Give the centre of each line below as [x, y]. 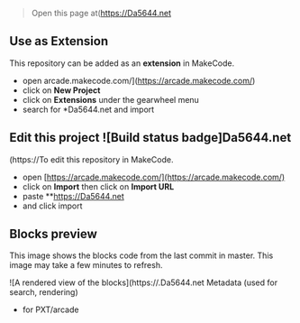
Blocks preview [53, 234]
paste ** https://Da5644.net [73, 196]
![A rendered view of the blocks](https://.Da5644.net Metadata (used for [143, 282]
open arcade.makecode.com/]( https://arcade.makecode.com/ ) [139, 80]
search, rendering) [44, 292]
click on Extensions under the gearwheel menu [111, 99]
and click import [52, 206]
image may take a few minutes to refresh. [86, 265]
